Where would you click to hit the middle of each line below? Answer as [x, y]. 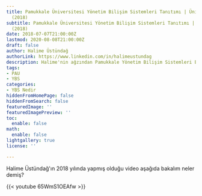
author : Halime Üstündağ [37, 51]
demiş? [15, 174]
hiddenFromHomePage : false [40, 96]
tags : [13, 68]
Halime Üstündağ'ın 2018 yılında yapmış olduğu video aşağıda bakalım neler [100, 168]
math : [13, 129]
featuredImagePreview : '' [38, 112]
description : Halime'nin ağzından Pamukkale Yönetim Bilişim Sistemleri [99, 62]
